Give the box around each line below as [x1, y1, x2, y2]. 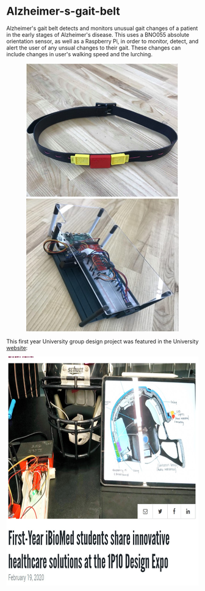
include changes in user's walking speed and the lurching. [6, 50, 153, 58]
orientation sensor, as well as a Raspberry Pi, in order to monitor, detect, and [6, 37, 199, 45]
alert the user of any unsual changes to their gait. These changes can [6, 44, 181, 51]
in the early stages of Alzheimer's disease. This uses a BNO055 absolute [6, 31, 190, 38]
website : [6, 344, 28, 351]
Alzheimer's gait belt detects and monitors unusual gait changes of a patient [6, 24, 198, 32]
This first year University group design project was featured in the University [6, 338, 199, 345]
